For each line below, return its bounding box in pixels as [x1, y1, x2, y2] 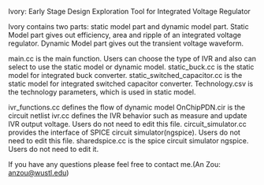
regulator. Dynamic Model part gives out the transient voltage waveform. [8, 39, 244, 48]
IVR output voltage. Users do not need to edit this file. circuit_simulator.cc [8, 120, 247, 128]
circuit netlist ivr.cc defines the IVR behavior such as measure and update [8, 111, 247, 120]
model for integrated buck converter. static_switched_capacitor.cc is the [8, 71, 243, 80]
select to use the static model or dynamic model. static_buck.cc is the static [8, 62, 255, 72]
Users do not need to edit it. [8, 145, 99, 154]
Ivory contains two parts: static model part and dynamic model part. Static [8, 22, 250, 31]
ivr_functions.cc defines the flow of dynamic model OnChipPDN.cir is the [8, 102, 246, 112]
